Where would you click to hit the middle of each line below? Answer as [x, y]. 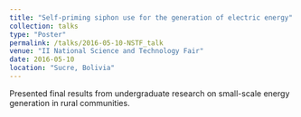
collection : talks [44, 26]
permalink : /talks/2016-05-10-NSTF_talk [87, 43]
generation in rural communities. [70, 103]
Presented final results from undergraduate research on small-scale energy [150, 93]
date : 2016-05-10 [42, 59]
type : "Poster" [38, 34]
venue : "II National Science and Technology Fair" [107, 51]
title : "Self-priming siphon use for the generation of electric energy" [151, 18]
